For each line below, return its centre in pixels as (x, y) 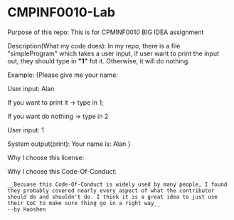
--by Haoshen (27, 209)
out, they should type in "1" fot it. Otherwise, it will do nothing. (99, 61)
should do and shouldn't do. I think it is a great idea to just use (113, 197)
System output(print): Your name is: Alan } (69, 144)
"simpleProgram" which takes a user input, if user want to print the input (113, 53)
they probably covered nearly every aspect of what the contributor (111, 190)
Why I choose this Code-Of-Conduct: (62, 171)
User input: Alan (31, 88)
